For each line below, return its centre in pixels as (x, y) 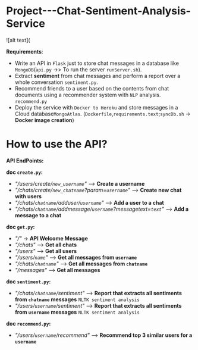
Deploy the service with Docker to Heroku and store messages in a (96, 107)
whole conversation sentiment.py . (56, 82)
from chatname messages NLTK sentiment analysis (77, 299)
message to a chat (38, 215)
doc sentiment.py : (29, 282)
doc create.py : (25, 172)
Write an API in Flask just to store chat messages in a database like (97, 63)
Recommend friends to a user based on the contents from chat (92, 88)
